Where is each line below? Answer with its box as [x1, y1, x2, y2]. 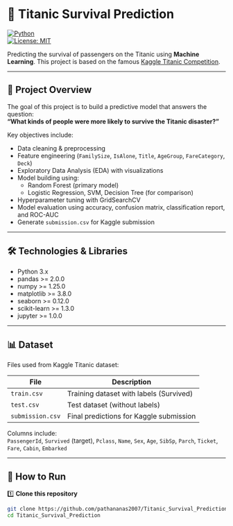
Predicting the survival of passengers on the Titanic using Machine [7, 50, 200, 58]
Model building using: [17, 173, 80, 182]
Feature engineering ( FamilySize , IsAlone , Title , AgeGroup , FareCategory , [17, 151, 225, 160]
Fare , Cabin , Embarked [7, 444, 67, 452]
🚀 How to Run [7, 470, 67, 482]
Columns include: [7, 430, 58, 438]
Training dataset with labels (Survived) [67, 389, 193, 398]
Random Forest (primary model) [27, 180, 119, 189]
